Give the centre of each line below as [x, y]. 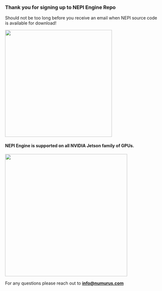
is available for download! [31, 23]
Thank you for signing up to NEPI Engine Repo [61, 7]
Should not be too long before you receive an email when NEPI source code [81, 18]
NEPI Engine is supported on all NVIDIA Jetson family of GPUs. [70, 145]
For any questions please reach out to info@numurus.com [64, 283]
